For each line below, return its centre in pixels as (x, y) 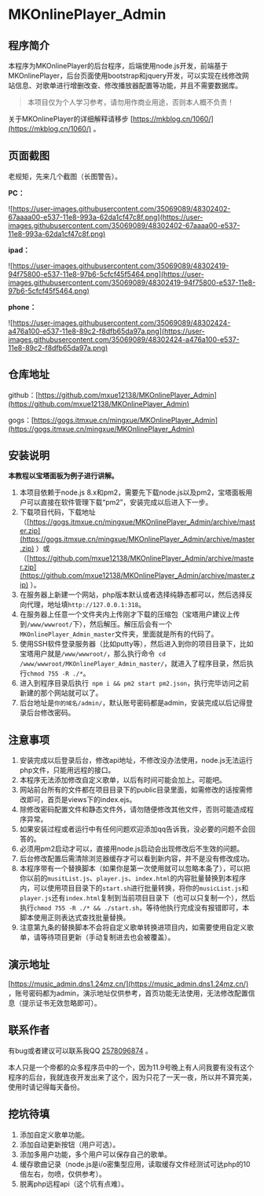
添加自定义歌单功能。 (54, 1135)
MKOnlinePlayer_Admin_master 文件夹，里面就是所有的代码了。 (119, 634)
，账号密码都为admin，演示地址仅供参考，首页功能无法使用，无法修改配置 (128, 993)
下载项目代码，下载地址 (57, 512)
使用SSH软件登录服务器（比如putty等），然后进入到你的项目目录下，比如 (136, 644)
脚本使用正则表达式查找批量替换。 (75, 918)
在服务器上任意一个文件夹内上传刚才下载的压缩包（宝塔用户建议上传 (130, 614)
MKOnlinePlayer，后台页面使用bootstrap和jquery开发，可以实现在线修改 (125, 75)
